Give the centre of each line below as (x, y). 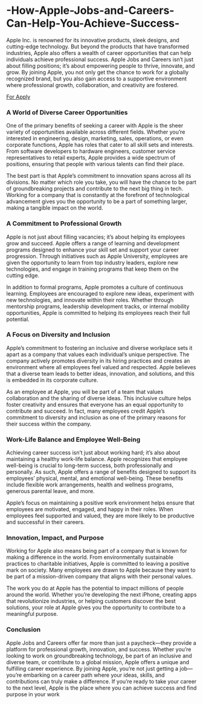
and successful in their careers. (46, 522)
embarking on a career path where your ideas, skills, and (94, 675)
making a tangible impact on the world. (55, 208)
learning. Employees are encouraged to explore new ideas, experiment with (100, 293)
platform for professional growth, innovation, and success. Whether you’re (99, 649)
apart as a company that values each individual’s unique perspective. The (98, 354)
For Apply (18, 97)
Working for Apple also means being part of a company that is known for (97, 551)
